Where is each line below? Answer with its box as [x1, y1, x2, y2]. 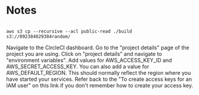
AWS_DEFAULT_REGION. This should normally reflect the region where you [6, 69, 191, 76]
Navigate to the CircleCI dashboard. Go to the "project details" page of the [6, 44, 189, 51]
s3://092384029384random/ [6, 33, 71, 39]
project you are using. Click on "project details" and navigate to [6, 50, 163, 57]
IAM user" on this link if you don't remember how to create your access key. [6, 81, 194, 89]
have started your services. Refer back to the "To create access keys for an [6, 75, 192, 83]
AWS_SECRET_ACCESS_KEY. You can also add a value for [6, 63, 149, 70]
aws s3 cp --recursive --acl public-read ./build [6, 28, 133, 34]
